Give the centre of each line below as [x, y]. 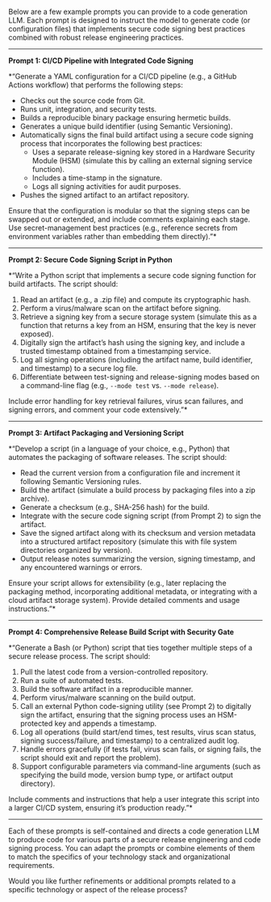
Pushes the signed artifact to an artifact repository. [104, 195]
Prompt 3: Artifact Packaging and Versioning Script [96, 433]
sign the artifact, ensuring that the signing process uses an [118, 715]
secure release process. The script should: [79, 656]
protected [36, 723]
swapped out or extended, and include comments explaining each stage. [129, 219]
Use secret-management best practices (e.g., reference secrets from [123, 228]
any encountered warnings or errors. [81, 567]
